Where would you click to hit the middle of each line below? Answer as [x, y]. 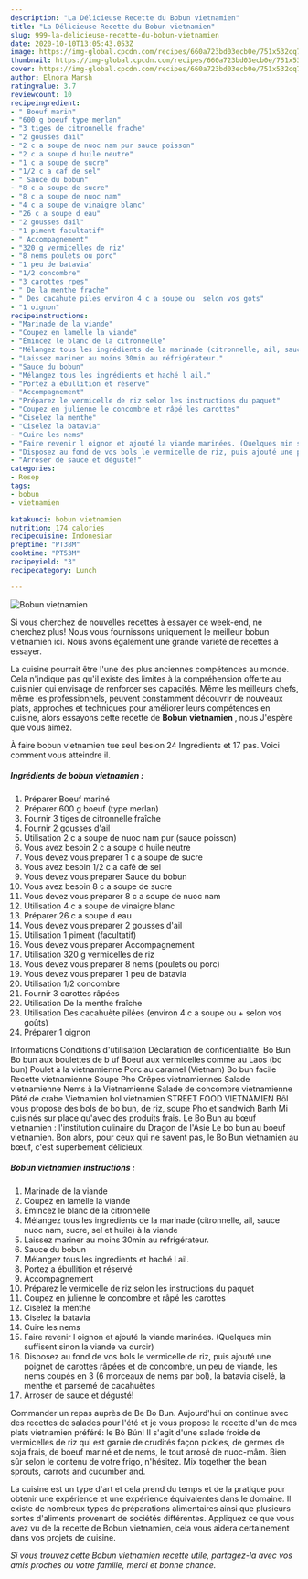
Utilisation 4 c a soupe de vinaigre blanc [99, 906]
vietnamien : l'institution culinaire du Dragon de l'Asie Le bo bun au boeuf [148, 1127]
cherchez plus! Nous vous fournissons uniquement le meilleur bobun [140, 631]
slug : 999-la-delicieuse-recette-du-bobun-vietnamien [115, 35]
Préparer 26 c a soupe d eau [77, 915]
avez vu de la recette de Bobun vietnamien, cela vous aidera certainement [150, 1528]
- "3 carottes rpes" [50, 282]
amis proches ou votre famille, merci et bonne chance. [113, 1564]
